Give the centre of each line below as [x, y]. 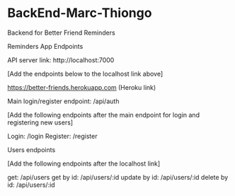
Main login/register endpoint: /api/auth [63, 101]
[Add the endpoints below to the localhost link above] [85, 74]
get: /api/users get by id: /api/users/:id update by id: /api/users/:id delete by [118, 177]
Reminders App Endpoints [45, 46]
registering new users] [40, 122]
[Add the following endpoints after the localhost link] [84, 163]
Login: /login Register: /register [52, 136]
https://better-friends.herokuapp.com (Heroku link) [82, 87]
